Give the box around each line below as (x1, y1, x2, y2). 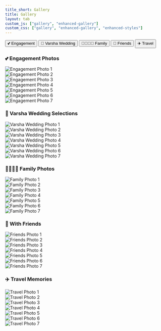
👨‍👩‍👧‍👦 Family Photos (5, 165, 55, 172)
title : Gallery (5, 12, 37, 17)
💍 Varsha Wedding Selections (5, 110, 78, 117)
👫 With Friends (5, 220, 41, 227)
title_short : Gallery (5, 7, 50, 12)
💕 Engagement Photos (5, 55, 59, 62)
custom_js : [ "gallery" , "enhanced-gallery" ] (5, 21, 99, 26)
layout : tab (5, 16, 30, 21)
